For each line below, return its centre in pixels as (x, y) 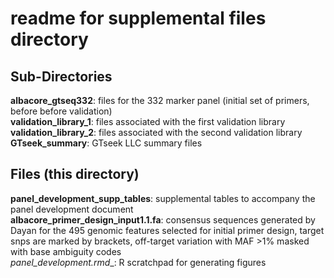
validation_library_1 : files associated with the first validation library (148, 121)
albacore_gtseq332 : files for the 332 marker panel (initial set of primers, (160, 100)
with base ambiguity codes (66, 251)
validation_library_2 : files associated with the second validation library (156, 132)
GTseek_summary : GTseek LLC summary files (106, 143)
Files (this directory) (75, 174)
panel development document (72, 209)
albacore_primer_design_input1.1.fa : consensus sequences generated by (163, 219)
